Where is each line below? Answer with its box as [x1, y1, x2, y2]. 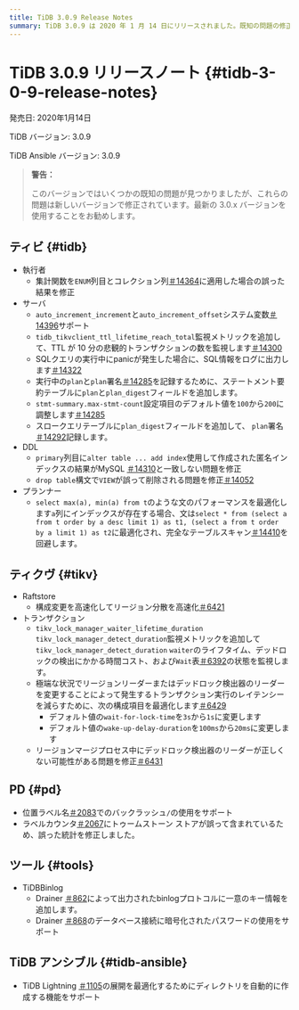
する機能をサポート [29, 991, 101, 1002]
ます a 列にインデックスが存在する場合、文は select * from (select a [35, 508, 287, 519]
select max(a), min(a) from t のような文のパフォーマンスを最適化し [35, 497, 287, 508]
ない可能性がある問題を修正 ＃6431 [35, 756, 163, 767]
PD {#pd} [9, 782, 62, 798]
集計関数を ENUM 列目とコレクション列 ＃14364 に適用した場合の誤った [35, 275, 286, 286]
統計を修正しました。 [61, 829, 140, 840]
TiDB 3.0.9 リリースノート [9, 62, 202, 83]
